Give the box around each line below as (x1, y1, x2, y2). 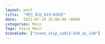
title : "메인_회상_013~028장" (5, 12, 66, 17)
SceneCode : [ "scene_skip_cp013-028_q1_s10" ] (5, 31, 100, 36)
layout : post (5, 7, 33, 13)
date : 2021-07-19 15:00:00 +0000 (5, 17, 80, 22)
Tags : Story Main (5, 26, 42, 31)
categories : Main (5, 21, 42, 27)
